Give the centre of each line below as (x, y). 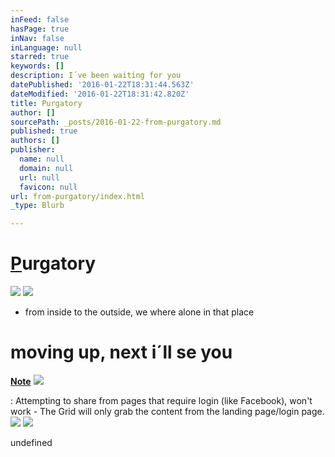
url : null (39, 177)
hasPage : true (40, 29)
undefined (31, 442)
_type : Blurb (37, 206)
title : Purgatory (46, 103)
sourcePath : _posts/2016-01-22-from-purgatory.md (116, 122)
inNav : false (37, 38)
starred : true (40, 57)
